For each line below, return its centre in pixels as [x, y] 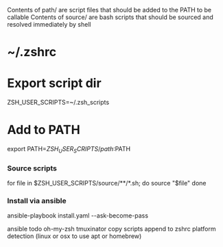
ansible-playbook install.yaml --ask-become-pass [78, 216]
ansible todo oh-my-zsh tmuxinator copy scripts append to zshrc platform [111, 229]
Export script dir [54, 83]
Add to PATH [44, 130]
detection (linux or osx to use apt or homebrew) [74, 236]
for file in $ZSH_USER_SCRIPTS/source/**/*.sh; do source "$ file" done [107, 183]
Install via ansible [37, 201]
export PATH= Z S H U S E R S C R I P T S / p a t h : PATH [69, 150]
